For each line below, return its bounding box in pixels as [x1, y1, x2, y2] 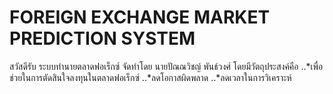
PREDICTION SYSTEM [9, 27, 196, 50]
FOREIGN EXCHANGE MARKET [9, 6, 271, 29]
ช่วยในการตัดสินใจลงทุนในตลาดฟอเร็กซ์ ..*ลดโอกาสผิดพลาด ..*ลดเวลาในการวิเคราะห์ [9, 71, 292, 83]
